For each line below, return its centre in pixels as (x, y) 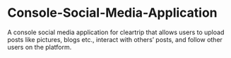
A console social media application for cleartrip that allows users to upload (116, 32)
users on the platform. (40, 47)
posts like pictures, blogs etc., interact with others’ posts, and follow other (115, 39)
